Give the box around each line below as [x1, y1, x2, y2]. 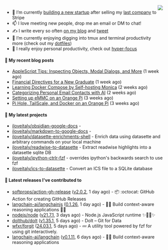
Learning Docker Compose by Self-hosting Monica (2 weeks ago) [12, 84, 148, 90]
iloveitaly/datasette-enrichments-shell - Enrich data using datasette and [12, 134, 161, 140]
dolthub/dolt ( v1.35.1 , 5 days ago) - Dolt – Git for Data [12, 217, 122, 223]
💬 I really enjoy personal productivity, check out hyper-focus [12, 46, 137, 52]
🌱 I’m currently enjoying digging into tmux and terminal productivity [12, 35, 151, 41]
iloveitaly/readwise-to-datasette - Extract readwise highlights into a [12, 144, 151, 150]
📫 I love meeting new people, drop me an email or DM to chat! [12, 20, 141, 26]
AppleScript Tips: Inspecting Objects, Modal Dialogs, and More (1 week [12, 68, 159, 74]
